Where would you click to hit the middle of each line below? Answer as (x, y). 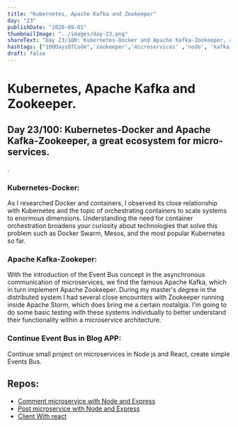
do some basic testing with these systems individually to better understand (117, 313)
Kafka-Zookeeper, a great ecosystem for (99, 141)
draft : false (27, 54)
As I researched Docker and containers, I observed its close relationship (113, 203)
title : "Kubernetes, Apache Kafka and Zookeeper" (82, 14)
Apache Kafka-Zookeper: (52, 259)
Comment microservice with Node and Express (86, 401)
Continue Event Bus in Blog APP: (64, 338)
